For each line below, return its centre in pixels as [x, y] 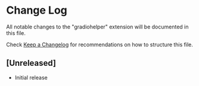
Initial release [31, 77]
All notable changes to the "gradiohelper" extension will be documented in [97, 27]
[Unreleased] [31, 63]
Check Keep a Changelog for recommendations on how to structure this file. [100, 44]
